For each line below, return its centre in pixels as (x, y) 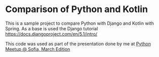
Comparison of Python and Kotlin (77, 9)
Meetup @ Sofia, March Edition (38, 49)
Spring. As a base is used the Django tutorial (52, 28)
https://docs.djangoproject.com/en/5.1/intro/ (51, 34)
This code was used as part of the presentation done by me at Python (78, 43)
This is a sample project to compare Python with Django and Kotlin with (80, 23)
